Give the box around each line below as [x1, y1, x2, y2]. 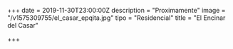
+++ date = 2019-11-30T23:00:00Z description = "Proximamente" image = [7, 6, 226, 14]
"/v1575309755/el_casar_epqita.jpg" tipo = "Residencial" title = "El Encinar [7, 13, 226, 22]
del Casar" [7, 21, 39, 29]
